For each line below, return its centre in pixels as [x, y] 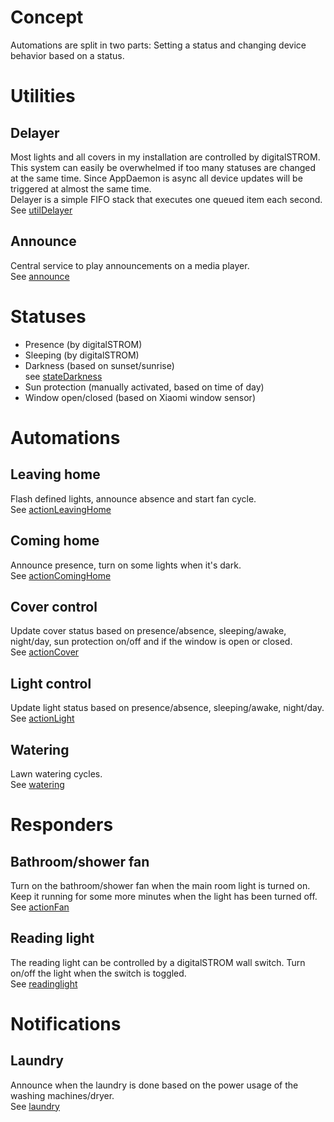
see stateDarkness [63, 376]
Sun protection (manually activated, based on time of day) [144, 387]
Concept [47, 17]
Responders [62, 825]
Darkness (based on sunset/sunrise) [99, 365]
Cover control [54, 606]
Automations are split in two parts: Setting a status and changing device [158, 45]
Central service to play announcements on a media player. [130, 265]
